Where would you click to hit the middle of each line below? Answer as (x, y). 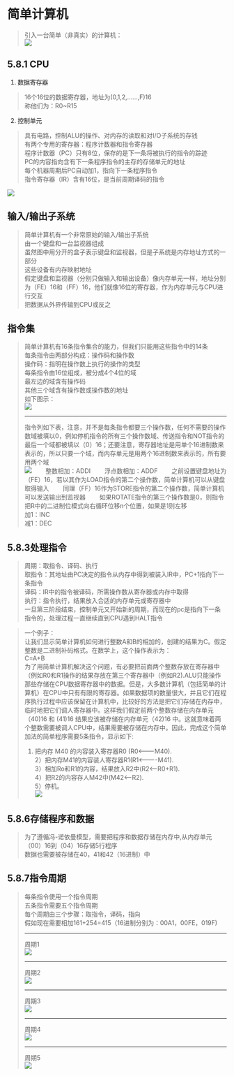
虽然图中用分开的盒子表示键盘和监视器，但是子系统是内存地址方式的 (122, 252)
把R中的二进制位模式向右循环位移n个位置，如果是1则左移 (106, 506)
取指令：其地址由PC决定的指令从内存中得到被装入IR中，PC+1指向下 (121, 574)
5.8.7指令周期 (37, 879)
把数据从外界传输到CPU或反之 (68, 304)
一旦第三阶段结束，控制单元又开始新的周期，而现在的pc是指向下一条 (123, 609)
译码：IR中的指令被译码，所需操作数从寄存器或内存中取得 (107, 592)
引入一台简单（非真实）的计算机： (73, 35)
